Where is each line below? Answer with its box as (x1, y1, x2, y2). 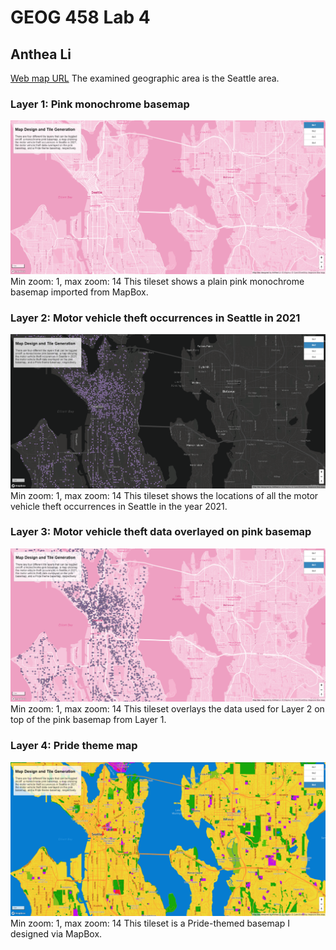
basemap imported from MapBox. (10, 286, 149, 298)
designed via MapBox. (10, 927, 103, 940)
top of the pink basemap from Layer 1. (10, 714, 167, 726)
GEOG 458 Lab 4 (10, 6, 151, 29)
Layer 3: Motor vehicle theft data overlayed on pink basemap (10, 525, 312, 539)
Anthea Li (10, 46, 72, 63)
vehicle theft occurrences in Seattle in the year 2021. (10, 500, 228, 512)
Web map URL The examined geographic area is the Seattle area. (10, 72, 280, 84)
